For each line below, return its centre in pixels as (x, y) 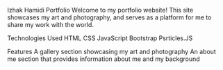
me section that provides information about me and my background (104, 59)
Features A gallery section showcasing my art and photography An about (112, 52)
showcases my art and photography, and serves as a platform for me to (109, 17)
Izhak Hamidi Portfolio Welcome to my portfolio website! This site (100, 10)
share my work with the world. (50, 25)
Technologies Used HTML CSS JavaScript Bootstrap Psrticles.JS (100, 38)
